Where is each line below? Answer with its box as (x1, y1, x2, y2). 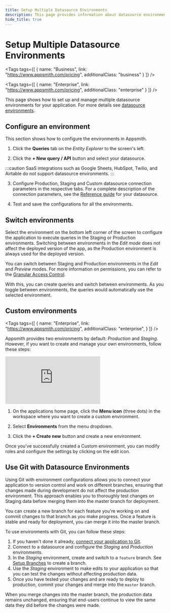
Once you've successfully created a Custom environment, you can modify (5, 442, 160, 449)
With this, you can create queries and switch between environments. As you (5, 281, 164, 287)
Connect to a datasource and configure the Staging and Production (12, 543, 153, 550)
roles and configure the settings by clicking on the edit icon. (5, 448, 131, 454)
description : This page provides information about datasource (5, 12, 142, 17)
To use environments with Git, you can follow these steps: (5, 528, 126, 534)
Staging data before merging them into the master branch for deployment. (5, 498, 159, 504)
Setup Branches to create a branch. (12, 560, 87, 566)
